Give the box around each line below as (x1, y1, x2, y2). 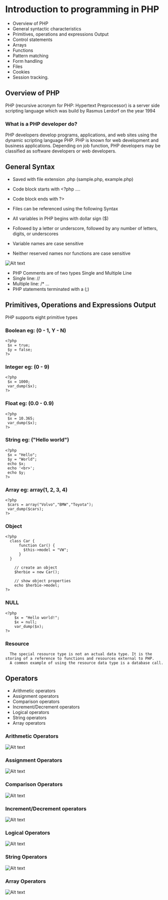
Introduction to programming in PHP (5, 4, 159, 15)
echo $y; (7, 470, 26, 475)
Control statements (12, 36, 53, 43)
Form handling (12, 58, 43, 64)
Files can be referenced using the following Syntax (12, 205, 119, 211)
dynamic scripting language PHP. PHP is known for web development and (5, 137, 159, 143)
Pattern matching (12, 52, 49, 59)
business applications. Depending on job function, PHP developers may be (5, 143, 160, 149)
